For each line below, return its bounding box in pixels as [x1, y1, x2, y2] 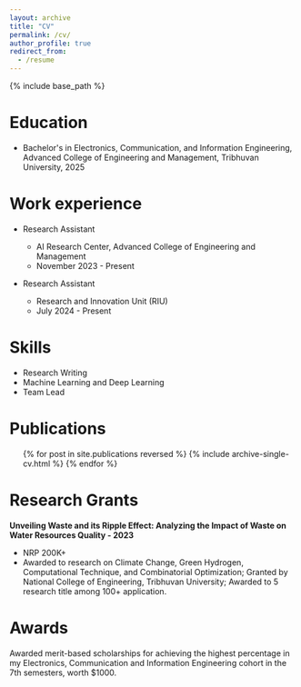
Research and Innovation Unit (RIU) [35, 295, 168, 306]
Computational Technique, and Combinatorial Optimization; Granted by [22, 566, 288, 577]
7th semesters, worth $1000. [9, 667, 117, 678]
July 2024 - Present [35, 305, 112, 316]
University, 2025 [22, 161, 85, 173]
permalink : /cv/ [9, 30, 71, 39]
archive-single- [231, 448, 289, 459]
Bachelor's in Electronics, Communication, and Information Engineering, [22, 142, 293, 153]
